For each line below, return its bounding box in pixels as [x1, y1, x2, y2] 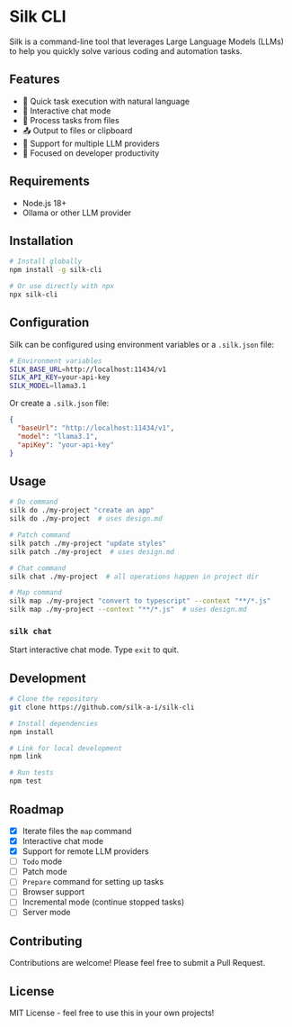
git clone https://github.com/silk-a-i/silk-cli [9, 703, 195, 712]
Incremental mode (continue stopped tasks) [22, 896, 185, 907]
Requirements [9, 174, 90, 189]
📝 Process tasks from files [22, 114, 119, 125]
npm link [9, 752, 42, 761]
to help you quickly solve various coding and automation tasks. [9, 45, 243, 56]
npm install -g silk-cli [9, 266, 102, 275]
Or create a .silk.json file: [9, 398, 110, 409]
